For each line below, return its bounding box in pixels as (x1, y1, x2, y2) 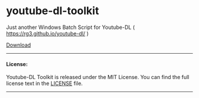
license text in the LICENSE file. (6, 80, 83, 87)
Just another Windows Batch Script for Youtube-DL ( (6, 24, 135, 31)
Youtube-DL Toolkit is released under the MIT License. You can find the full (6, 74, 190, 81)
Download (6, 41, 31, 48)
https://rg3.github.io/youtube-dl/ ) (6, 30, 89, 37)
